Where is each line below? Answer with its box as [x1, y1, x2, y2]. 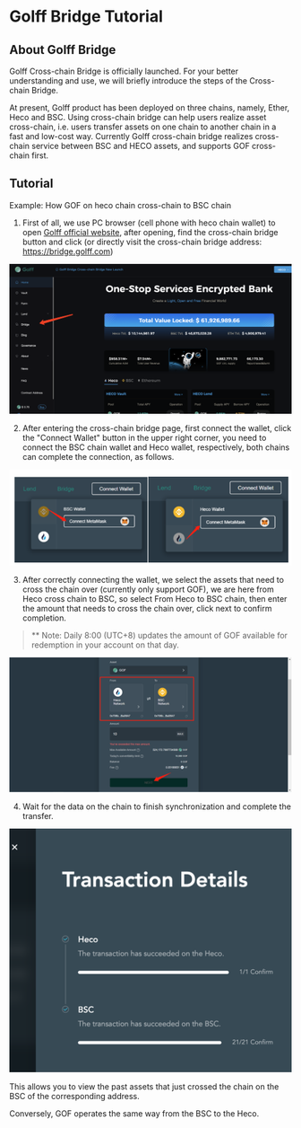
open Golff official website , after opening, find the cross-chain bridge [21, 226, 279, 237]
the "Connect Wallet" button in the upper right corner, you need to [21, 433, 267, 444]
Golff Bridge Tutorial [9, 6, 163, 27]
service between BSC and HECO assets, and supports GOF [30, 141, 251, 151]
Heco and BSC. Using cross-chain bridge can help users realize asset [9, 112, 267, 122]
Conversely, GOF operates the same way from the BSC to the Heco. [9, 1108, 260, 1119]
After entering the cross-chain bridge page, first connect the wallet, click [21, 423, 292, 434]
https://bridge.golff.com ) [21, 245, 114, 257]
